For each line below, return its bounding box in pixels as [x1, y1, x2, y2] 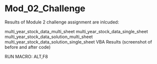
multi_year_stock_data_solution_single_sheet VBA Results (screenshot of [4, 39, 152, 44]
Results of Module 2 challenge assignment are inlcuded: [4, 19, 119, 25]
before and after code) [4, 44, 51, 50]
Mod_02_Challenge [4, 3, 86, 14]
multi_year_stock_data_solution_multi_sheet [4, 34, 93, 40]
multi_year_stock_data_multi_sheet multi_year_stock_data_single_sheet [4, 28, 148, 34]
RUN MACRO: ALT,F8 [4, 53, 48, 59]
